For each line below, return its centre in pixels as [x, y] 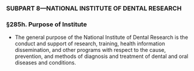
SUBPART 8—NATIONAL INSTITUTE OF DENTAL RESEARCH [94, 8]
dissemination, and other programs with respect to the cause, [90, 50]
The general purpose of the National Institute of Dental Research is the [101, 38]
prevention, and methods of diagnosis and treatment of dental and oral [101, 56]
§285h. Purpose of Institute [47, 24]
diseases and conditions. [45, 63]
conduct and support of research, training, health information [90, 44]
